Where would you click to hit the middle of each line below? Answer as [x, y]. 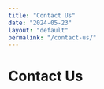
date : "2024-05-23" [40, 23]
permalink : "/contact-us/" [52, 37]
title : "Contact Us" [42, 15]
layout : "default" [38, 30]
